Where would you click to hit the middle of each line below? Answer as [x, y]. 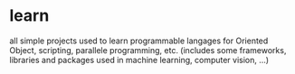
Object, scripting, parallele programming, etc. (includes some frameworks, [148, 50]
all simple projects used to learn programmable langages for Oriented [139, 41]
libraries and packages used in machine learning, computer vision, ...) [139, 60]
